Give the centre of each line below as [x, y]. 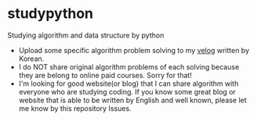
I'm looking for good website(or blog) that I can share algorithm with [128, 84]
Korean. [31, 59]
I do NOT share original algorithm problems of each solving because [129, 66]
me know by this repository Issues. [75, 108]
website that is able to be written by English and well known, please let [133, 100]
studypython [50, 14]
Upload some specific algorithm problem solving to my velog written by [134, 50]
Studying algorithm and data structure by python [86, 35]
